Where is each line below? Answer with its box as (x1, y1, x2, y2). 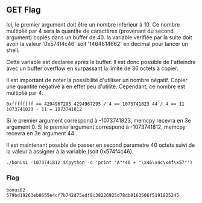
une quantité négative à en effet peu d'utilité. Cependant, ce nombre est (6, 83, 185, 90)
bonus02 (6, 187, 26, 193)
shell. (6, 47, 20, 54)
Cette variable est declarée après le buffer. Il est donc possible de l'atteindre (6, 58, 196, 65)
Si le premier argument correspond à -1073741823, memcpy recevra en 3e (6, 117, 191, 124)
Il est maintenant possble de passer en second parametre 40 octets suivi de (6, 141, 195, 149)
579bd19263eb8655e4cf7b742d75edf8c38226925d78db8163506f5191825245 (6, 193, 180, 199)
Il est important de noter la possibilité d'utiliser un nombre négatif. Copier (6, 76, 188, 83)
